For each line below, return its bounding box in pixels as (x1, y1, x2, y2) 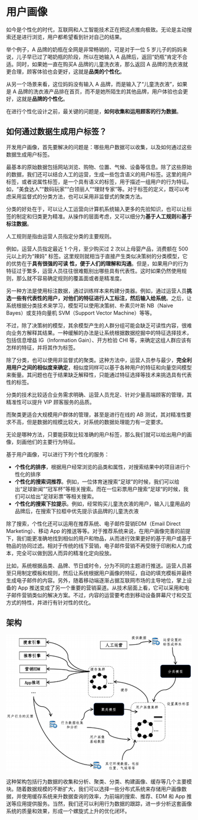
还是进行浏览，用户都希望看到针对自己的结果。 (11, 33, 125, 40)
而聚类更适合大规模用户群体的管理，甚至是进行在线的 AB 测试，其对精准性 (6, 411, 187, 418)
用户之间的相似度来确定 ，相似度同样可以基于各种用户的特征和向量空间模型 (11, 364, 192, 371)
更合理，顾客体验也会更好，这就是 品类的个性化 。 (6, 68, 125, 75)
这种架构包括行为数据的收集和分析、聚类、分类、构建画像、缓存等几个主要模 (6, 778, 192, 785)
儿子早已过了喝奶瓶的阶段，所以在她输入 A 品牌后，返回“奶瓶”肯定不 (16, 53, 183, 60)
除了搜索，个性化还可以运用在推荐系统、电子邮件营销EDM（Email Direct (6, 520, 181, 527)
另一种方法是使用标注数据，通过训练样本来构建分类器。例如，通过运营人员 (6, 287, 187, 294)
